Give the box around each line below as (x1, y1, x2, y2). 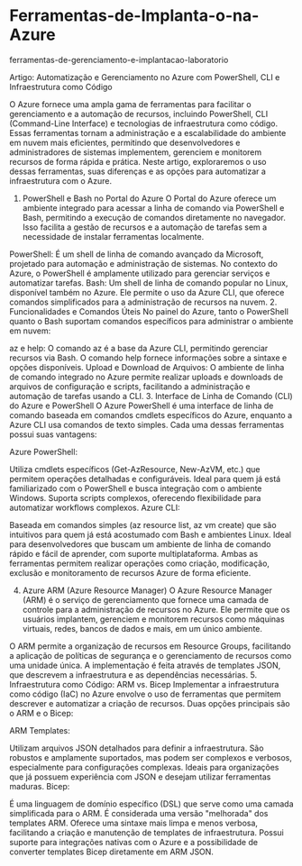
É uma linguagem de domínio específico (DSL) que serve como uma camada (9, 798, 295, 809)
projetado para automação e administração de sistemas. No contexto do (9, 258, 278, 269)
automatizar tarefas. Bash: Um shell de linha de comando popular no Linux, (9, 277, 288, 288)
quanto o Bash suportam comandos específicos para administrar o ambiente (9, 315, 294, 326)
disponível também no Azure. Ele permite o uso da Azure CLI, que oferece (9, 287, 285, 297)
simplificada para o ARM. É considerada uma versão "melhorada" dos (9, 807, 269, 818)
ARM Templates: (9, 725, 70, 735)
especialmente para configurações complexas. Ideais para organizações (9, 761, 279, 772)
